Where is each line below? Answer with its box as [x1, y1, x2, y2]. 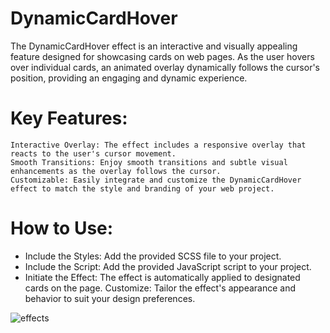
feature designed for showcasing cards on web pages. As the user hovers [10, 50, 315, 62]
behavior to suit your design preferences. [24, 292, 196, 304]
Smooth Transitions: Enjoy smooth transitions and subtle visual [10, 157, 288, 167]
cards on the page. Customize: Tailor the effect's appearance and [24, 282, 297, 294]
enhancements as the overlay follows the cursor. [10, 166, 222, 176]
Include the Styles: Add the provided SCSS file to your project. [24, 250, 282, 262]
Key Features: [10, 107, 128, 130]
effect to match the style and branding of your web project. [10, 183, 275, 194]
